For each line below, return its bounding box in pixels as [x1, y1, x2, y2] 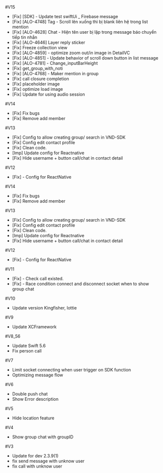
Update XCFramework [12, 324, 57, 329]
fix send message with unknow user [12, 458, 85, 464]
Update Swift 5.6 [12, 343, 46, 349]
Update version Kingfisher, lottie [12, 305, 77, 310]
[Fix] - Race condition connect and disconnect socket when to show [12, 281, 149, 287]
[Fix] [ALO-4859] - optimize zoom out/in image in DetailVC [12, 50, 130, 56]
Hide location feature [12, 415, 54, 421]
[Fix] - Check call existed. [12, 276, 64, 281]
